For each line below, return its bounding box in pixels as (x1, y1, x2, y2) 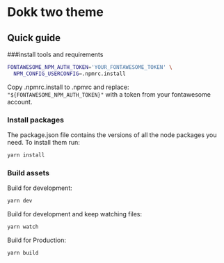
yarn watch (7, 223, 39, 230)
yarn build (7, 249, 39, 256)
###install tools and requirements (7, 50, 104, 58)
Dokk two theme (7, 4, 104, 20)
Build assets (7, 168, 50, 177)
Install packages (7, 115, 65, 125)
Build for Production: (7, 236, 66, 244)
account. (7, 97, 33, 106)
